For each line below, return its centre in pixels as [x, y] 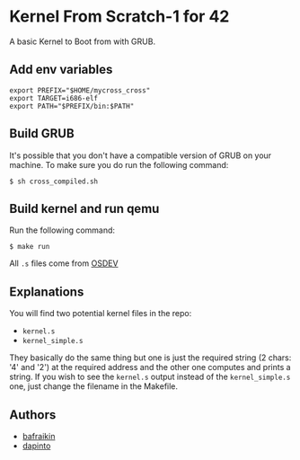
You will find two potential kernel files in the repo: [101, 314]
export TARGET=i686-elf [54, 98]
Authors [33, 415]
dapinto [36, 446]
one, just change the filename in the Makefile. [93, 386]
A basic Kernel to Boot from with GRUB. [82, 41]
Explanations [47, 292]
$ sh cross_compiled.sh [54, 181]
